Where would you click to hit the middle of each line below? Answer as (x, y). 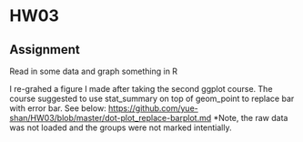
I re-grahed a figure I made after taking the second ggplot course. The (141, 89)
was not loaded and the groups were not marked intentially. (121, 127)
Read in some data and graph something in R (94, 71)
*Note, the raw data (251, 118)
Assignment (45, 50)
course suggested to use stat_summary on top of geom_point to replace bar (152, 98)
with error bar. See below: (58, 108)
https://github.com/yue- (153, 108)
